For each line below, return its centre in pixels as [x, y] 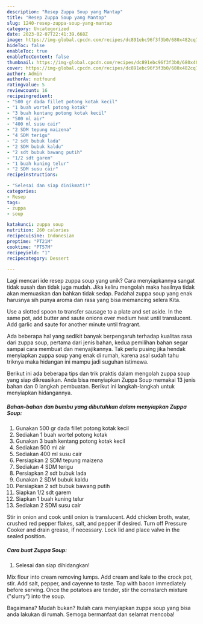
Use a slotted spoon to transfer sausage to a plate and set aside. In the [95, 312]
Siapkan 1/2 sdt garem [43, 492]
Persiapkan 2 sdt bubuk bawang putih [63, 486]
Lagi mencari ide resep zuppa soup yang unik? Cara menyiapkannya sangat [101, 281]
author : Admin [25, 74]
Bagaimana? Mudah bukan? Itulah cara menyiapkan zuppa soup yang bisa [99, 608]
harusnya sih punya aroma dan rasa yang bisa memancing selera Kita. [94, 300]
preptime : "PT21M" [30, 242]
